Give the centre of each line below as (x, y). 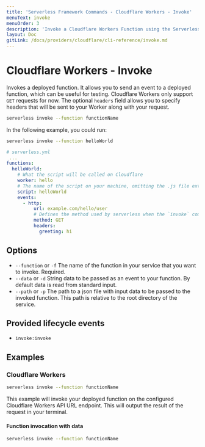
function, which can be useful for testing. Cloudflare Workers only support (100, 94)
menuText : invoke (28, 18)
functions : (20, 163)
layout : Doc (21, 35)
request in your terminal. (37, 412)
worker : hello (35, 181)
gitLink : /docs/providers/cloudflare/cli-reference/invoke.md (87, 40)
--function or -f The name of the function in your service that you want (106, 265)
